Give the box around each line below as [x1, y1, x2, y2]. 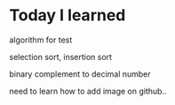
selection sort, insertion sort [9, 51, 113, 62]
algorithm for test [9, 34, 73, 45]
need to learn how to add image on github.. [9, 86, 167, 96]
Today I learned [9, 5, 126, 26]
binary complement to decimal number [9, 68, 151, 79]
